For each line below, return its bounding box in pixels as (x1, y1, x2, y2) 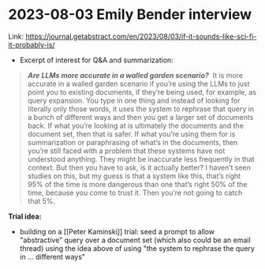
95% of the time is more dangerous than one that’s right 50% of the (27, 179, 248, 189)
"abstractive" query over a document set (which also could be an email (19, 235, 251, 245)
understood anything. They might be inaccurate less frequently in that (27, 154, 255, 163)
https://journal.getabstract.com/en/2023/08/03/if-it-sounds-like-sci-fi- (25, 32, 257, 41)
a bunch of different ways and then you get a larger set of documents (27, 112, 254, 121)
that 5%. (27, 196, 56, 206)
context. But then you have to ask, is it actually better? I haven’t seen (27, 163, 251, 172)
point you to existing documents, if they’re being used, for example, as (27, 87, 256, 96)
